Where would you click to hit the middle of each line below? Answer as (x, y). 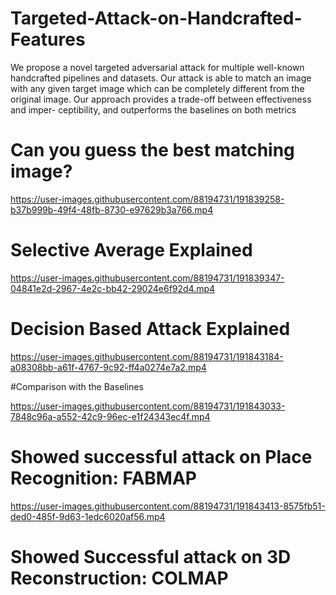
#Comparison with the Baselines (77, 386)
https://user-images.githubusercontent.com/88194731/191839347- (147, 278)
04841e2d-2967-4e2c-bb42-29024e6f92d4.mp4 (113, 288)
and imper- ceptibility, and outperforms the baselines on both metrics (153, 109)
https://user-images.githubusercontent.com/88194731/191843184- (147, 356)
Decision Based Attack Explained (150, 329)
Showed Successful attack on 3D (151, 556)
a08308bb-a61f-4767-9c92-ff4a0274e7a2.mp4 (108, 367)
